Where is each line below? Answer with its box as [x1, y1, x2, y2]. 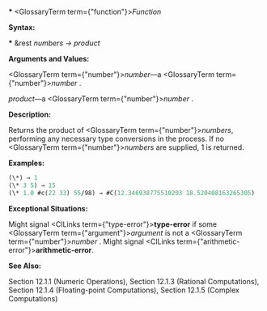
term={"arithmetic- [176, 236, 240, 246]
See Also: [8, 261, 42, 271]
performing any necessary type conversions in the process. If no [8, 134, 225, 143]
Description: [8, 109, 51, 119]
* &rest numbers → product [8, 38, 100, 48]
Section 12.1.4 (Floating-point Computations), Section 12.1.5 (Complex [8, 285, 240, 295]
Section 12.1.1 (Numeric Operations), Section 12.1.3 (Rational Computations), [8, 276, 260, 286]
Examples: [8, 158, 44, 168]
